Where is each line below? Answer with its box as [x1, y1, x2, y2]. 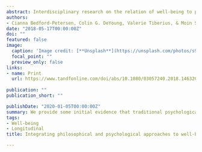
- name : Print [6, 70, 42, 76]
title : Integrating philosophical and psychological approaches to [6, 132, 179, 138]
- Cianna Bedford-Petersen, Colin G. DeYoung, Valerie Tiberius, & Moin [6, 20, 192, 26]
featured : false [6, 37, 47, 43]
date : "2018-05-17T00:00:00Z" [6, 25, 82, 32]
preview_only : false [11, 59, 63, 65]
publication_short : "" [6, 93, 63, 99]
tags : [6, 115, 20, 121]
